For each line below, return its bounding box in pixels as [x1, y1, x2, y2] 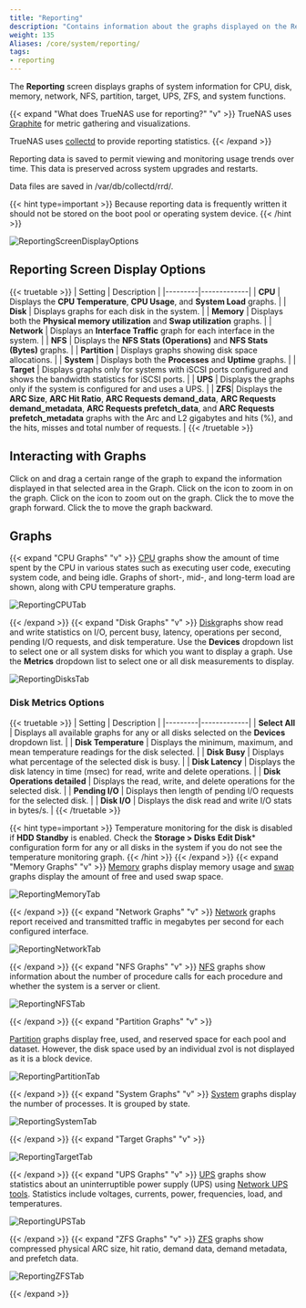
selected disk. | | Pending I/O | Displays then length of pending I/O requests [9, 785, 294, 796]
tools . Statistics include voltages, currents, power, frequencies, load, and [9, 1188, 283, 1199]
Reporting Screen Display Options [9, 262, 207, 278]
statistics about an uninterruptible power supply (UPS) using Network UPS [9, 1178, 289, 1189]
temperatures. [9, 1197, 63, 1208]
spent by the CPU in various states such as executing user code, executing [9, 563, 291, 574]
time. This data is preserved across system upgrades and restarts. [9, 163, 259, 174]
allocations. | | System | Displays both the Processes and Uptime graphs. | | [9, 353, 297, 365]
